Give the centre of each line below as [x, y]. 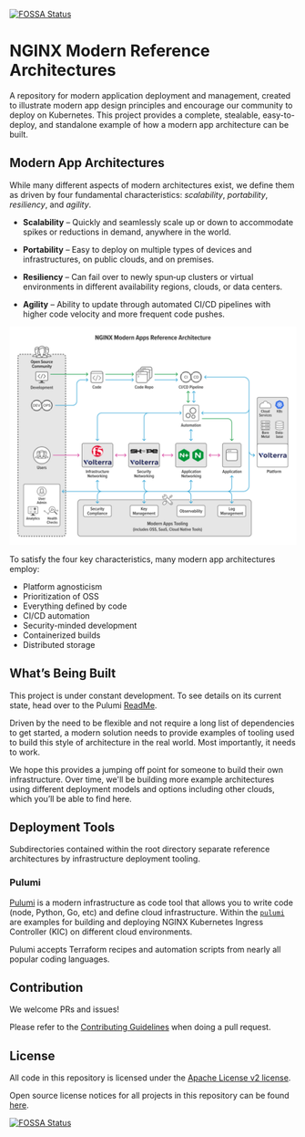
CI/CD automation [56, 615]
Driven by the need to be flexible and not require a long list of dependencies [152, 723]
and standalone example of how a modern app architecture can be [164, 124]
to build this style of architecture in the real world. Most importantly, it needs [152, 742]
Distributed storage [59, 644]
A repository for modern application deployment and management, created [150, 95]
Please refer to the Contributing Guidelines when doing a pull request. [140, 1027]
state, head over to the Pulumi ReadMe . [83, 705]
